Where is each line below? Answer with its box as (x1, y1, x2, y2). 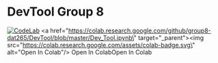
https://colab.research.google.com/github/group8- (68, 26, 211, 35)
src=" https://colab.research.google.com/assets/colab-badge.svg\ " (7, 41, 195, 49)
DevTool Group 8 (7, 4, 105, 20)
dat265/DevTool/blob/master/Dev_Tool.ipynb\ (7, 33, 135, 41)
